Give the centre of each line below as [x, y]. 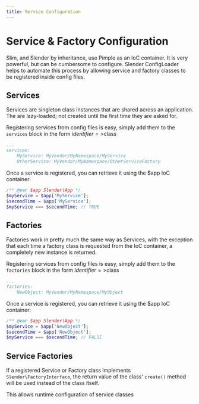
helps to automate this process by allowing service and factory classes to [96, 70]
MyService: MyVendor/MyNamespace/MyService [72, 156]
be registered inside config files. [45, 77]
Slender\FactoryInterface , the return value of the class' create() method [96, 377]
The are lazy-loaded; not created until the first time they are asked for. [92, 116]
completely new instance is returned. [51, 252]
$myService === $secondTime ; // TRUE [53, 207]
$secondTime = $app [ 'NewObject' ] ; [49, 332]
